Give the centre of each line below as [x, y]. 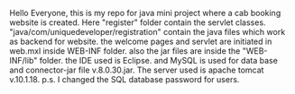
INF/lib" [23, 60]
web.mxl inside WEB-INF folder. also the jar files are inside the [125, 51]
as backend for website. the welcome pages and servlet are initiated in [141, 41]
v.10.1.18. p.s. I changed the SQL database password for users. [124, 79]
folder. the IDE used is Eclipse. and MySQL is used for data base [158, 60]
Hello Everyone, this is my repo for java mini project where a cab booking [145, 13]
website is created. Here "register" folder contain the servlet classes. [138, 22]
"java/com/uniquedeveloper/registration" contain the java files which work [147, 32]
